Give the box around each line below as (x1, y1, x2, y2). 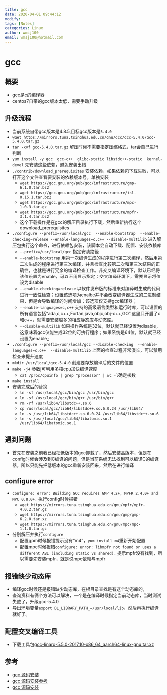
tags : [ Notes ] (5, 21, 35, 26)
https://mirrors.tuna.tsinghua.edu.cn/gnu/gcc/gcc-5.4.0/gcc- (23, 135, 156, 139)
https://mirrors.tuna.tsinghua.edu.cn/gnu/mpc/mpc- (31, 522, 141, 527)
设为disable (19, 279, 44, 285)
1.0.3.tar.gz (19, 204, 47, 209)
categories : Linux (5, 26, 43, 31)
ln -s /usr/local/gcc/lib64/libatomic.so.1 (19, 417, 112, 421)
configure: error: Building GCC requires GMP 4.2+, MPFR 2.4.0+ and (12, 491, 158, 496)
